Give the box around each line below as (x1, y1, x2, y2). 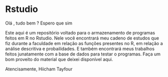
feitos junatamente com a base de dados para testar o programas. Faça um (5, 51, 161, 57)
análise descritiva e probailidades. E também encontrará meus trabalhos (5, 45, 154, 51)
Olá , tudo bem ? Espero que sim (5, 20, 73, 26)
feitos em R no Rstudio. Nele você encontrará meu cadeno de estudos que (5, 35, 159, 41)
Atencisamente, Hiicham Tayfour (5, 66, 73, 72)
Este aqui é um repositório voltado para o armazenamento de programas (5, 29, 155, 35)
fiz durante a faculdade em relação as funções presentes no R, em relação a (5, 40, 163, 46)
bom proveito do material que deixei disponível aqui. (5, 56, 113, 62)
